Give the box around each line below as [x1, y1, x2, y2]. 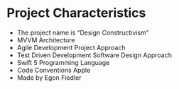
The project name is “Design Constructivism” [16, 28, 149, 37]
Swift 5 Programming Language [16, 58, 110, 66]
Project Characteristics [6, 5, 146, 21]
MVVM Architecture [16, 35, 75, 44]
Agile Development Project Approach [16, 43, 126, 52]
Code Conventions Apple [16, 66, 91, 74]
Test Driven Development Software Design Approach [16, 51, 172, 59]
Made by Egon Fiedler [16, 73, 82, 82]
